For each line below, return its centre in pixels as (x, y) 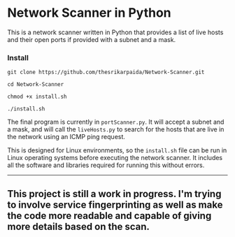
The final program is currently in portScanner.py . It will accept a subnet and (116, 122)
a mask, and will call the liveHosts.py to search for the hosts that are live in (116, 129)
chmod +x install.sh (37, 97)
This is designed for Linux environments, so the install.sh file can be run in (117, 150)
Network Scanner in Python (89, 13)
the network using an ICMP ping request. (66, 137)
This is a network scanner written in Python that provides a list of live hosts (115, 32)
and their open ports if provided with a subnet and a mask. (92, 39)
